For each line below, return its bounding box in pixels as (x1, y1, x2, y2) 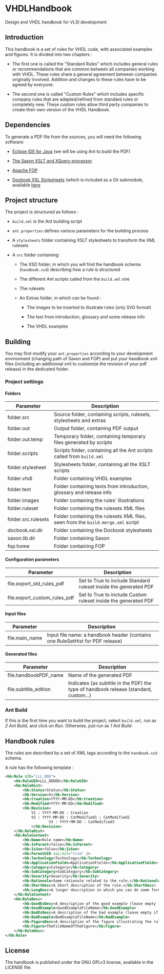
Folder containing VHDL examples (54, 475, 132, 482)
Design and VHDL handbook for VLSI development (5, 19, 107, 25)
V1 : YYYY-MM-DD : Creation (31, 810, 89, 815)
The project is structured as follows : (5, 209, 79, 215)
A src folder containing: (12, 252, 60, 258)
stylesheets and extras (54, 417, 106, 424)
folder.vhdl (7, 475, 33, 482)
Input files (5, 611, 26, 617)
